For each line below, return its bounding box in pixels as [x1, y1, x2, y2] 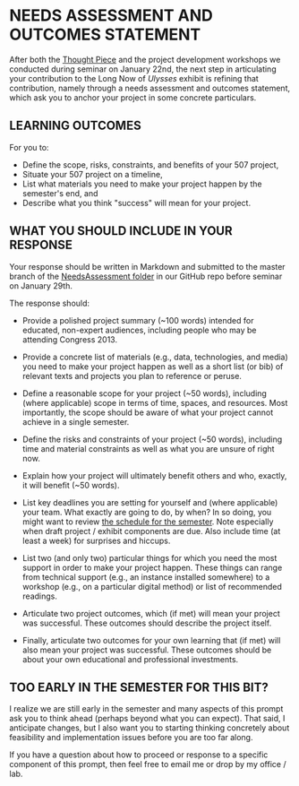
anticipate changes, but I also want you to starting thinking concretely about [9, 722, 290, 733]
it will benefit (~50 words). [21, 479, 120, 490]
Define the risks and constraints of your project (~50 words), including [21, 434, 283, 445]
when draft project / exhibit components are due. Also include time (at [21, 525, 281, 536]
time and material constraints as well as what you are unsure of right [21, 443, 275, 453]
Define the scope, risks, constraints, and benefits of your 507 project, [21, 159, 279, 170]
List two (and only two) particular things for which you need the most [21, 552, 278, 563]
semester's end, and [21, 187, 98, 198]
